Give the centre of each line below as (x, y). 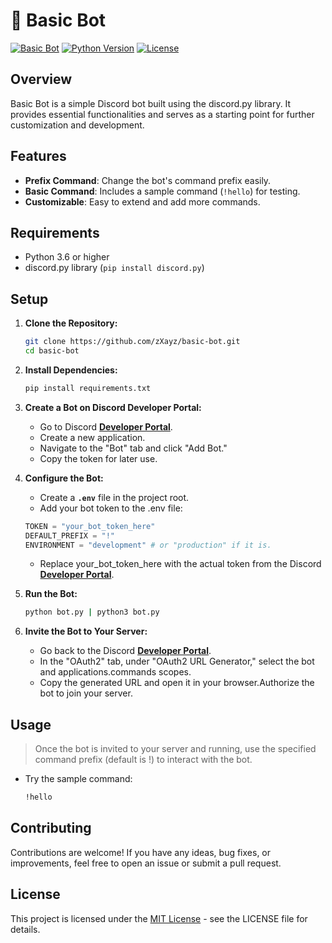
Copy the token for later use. (98, 458)
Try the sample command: (78, 779)
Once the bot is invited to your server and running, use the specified (175, 749)
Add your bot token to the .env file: (111, 508)
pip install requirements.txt (88, 388)
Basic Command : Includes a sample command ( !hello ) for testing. (162, 191)
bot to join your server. (86, 693)
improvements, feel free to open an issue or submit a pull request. (146, 863)
